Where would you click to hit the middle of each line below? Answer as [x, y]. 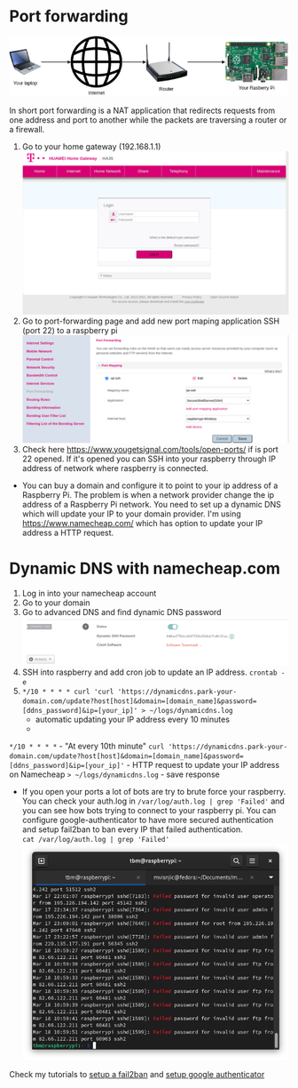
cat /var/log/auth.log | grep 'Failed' [96, 840]
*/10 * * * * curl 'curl [68, 692]
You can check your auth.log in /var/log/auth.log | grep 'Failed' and [153, 801]
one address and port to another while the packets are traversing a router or [148, 120]
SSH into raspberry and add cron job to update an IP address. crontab [149, 672]
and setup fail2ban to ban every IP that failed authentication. [132, 829]
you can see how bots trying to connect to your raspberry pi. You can [149, 811]
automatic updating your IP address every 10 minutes [133, 720]
